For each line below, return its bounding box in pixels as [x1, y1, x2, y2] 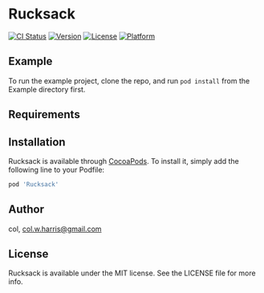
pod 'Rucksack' [8, 180, 59, 189]
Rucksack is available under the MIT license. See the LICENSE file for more [8, 268, 256, 278]
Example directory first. [8, 84, 86, 94]
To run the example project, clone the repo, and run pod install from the [8, 75, 250, 85]
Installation [8, 135, 66, 149]
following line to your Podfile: [8, 165, 105, 174]
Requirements [8, 108, 80, 121]
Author [8, 202, 44, 217]
